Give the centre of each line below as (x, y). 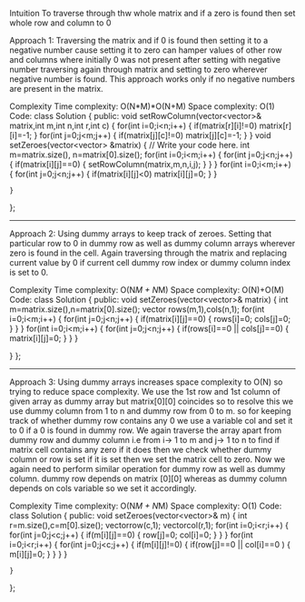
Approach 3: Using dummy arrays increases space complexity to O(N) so (146, 382)
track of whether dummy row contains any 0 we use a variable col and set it (151, 421)
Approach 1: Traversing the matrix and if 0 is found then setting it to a (139, 40)
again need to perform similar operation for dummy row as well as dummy (148, 469)
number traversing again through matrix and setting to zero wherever (138, 69)
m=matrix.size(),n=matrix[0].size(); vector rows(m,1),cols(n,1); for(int (137, 309)
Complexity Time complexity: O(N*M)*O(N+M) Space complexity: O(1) (142, 106)
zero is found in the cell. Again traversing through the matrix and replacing (148, 253)
